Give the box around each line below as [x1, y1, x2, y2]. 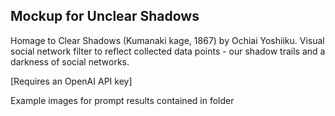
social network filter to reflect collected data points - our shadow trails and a [10, 45, 326, 57]
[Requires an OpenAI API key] [10, 75, 133, 87]
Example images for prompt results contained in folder [10, 94, 235, 106]
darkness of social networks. [10, 55, 130, 68]
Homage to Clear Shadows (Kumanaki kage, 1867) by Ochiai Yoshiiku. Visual [10, 34, 325, 46]
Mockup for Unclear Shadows [10, 8, 200, 25]
